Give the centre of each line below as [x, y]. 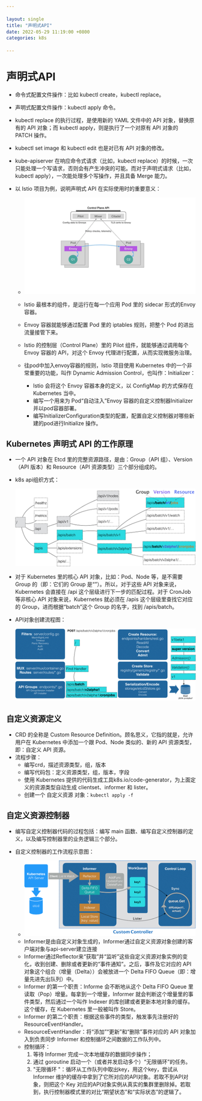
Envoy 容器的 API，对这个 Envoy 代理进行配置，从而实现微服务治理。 [109, 353]
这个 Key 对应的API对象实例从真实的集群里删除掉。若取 [122, 1084]
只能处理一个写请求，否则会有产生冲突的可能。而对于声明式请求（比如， [104, 168]
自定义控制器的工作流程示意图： [54, 851]
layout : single [25, 19]
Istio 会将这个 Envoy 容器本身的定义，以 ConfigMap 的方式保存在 [113, 386]
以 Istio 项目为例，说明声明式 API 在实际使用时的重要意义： [88, 188]
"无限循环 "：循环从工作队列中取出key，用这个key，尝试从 [106, 1069]
